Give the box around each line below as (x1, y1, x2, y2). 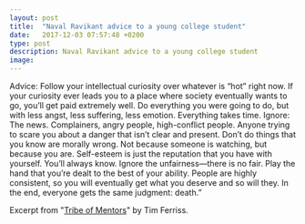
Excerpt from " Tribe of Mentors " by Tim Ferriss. (9, 205, 188, 215)
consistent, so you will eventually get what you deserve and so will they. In (9, 178, 290, 188)
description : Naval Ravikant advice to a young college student (9, 47, 259, 56)
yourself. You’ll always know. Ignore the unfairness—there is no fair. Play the (9, 158, 296, 168)
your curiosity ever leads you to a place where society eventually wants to (9, 90, 288, 101)
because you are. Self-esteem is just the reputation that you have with (9, 148, 273, 159)
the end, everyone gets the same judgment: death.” (9, 188, 202, 198)
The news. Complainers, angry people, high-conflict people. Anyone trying (9, 119, 290, 130)
